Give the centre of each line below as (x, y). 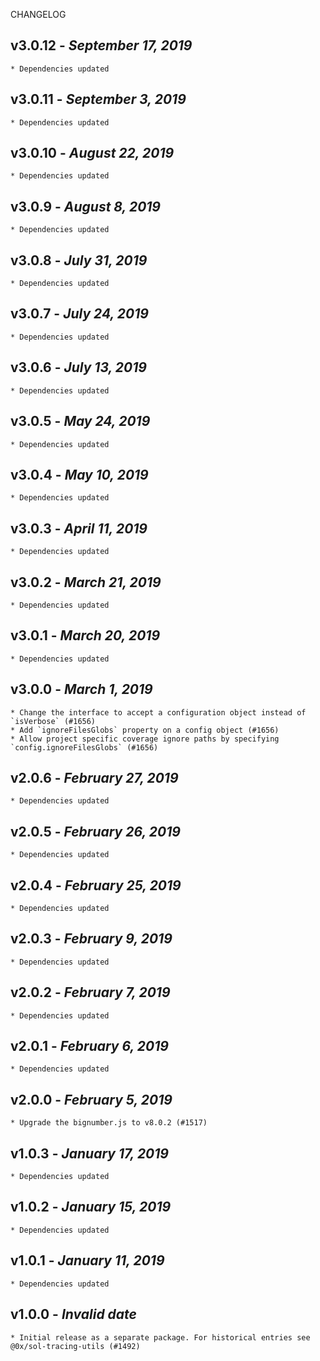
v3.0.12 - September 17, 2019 (101, 45)
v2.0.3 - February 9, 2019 (91, 939)
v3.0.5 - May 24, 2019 (80, 421)
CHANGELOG (38, 14)
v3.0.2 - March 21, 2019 (86, 582)
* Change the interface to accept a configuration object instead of (158, 712)
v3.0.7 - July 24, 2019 (79, 314)
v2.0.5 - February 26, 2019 (95, 831)
